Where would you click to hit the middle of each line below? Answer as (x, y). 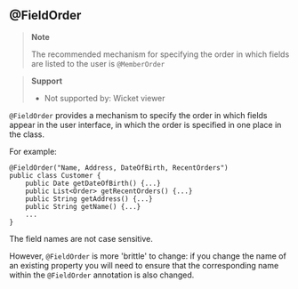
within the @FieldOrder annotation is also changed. (102, 275)
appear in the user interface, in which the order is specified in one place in (145, 124)
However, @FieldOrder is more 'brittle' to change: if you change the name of (148, 256)
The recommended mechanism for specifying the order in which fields (160, 54)
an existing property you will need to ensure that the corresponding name (144, 265)
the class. (27, 134)
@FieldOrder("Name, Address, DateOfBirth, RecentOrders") (119, 168)
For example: (33, 151)
